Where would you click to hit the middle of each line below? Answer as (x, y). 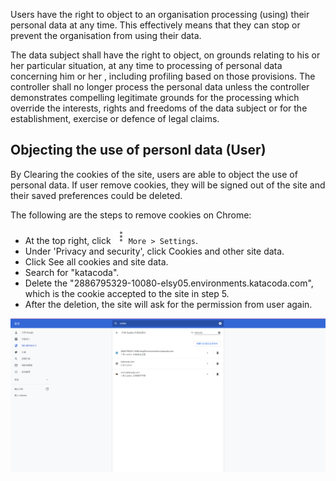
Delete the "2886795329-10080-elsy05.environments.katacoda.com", (169, 283)
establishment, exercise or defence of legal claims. (115, 118)
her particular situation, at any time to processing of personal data (146, 65)
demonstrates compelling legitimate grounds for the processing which (155, 97)
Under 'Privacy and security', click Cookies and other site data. (154, 251)
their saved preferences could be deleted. (96, 195)
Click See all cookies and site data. (96, 261)
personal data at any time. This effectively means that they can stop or (155, 25)
